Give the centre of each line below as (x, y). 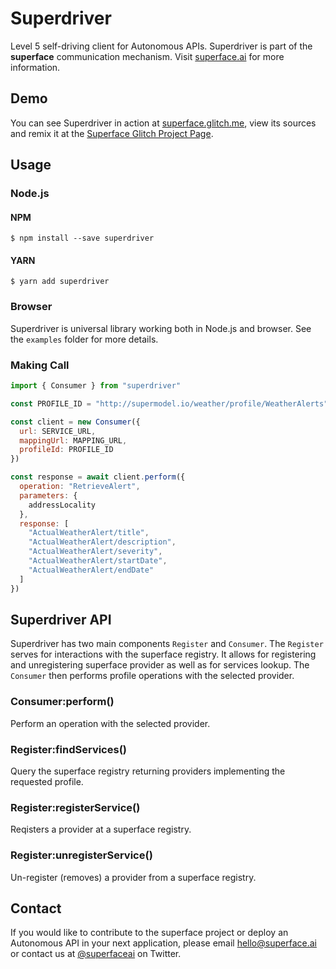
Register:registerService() (75, 807)
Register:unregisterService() (81, 855)
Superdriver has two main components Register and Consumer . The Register (167, 644)
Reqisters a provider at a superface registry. (101, 829)
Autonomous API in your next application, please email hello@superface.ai (163, 943)
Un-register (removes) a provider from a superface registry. (133, 877)
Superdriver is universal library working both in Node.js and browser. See (161, 328)
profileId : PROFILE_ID (66, 450)
